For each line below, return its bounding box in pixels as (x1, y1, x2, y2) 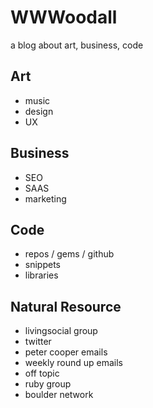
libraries (24, 269, 59, 281)
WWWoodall (10, 6, 118, 29)
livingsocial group (24, 325, 98, 337)
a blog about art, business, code (10, 39, 144, 51)
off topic (24, 367, 60, 380)
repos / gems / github (24, 248, 115, 260)
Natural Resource (10, 298, 122, 315)
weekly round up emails (24, 357, 124, 369)
